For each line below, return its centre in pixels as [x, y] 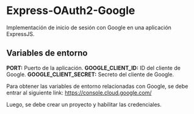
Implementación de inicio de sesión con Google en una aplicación [89, 27]
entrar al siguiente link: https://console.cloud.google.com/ [79, 93]
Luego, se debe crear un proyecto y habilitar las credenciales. [84, 104]
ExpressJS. [20, 34]
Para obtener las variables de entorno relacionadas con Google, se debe [97, 86]
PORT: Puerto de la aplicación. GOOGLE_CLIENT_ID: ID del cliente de [94, 68]
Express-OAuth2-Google [71, 11]
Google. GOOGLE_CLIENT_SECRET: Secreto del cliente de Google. [90, 74]
